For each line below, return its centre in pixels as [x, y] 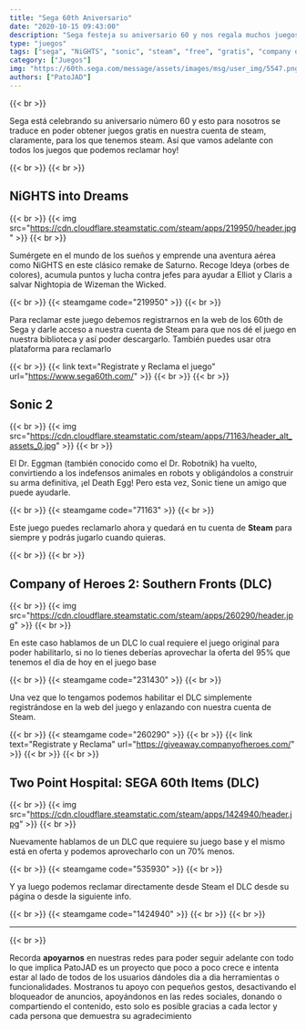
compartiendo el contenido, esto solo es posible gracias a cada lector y [143, 1006]
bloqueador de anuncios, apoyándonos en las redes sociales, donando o [146, 996]
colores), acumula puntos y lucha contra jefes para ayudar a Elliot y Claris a [151, 274]
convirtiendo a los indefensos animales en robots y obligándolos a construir [152, 473]
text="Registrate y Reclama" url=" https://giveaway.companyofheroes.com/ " [152, 745]
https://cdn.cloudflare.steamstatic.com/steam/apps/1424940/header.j [162, 814]
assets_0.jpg [33, 446]
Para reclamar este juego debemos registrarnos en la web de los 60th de [147, 319]
